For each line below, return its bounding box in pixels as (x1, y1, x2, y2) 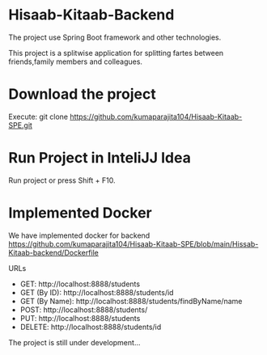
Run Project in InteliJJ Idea (8, 149, 192, 167)
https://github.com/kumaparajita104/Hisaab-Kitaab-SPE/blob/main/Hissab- (8, 239, 259, 248)
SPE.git (8, 120, 32, 130)
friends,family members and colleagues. (8, 57, 143, 66)
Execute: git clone (8, 112, 69, 121)
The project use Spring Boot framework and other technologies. (8, 32, 222, 42)
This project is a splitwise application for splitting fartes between (8, 48, 224, 57)
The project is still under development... (8, 337, 141, 347)
